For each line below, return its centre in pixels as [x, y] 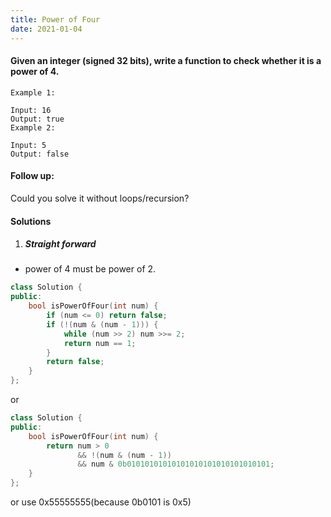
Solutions [31, 221]
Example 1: [33, 92]
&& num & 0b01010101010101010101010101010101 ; [176, 464]
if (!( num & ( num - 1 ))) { [102, 324]
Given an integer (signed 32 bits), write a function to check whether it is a [166, 61]
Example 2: [33, 127]
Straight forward [60, 244]
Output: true [37, 119]
